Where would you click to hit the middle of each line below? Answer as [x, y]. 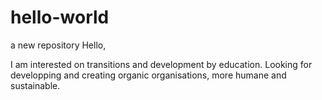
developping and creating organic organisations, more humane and [148, 75]
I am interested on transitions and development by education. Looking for [161, 64]
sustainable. [35, 85]
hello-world [60, 17]
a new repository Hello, [58, 45]
